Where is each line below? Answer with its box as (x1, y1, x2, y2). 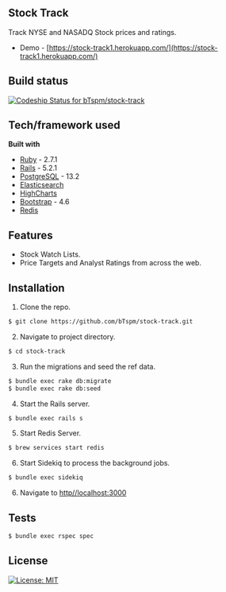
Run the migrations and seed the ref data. (19, 362, 156, 371)
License (8, 554, 48, 567)
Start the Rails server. (19, 399, 90, 408)
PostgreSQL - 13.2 (19, 172, 80, 181)
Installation (8, 281, 65, 295)
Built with (8, 139, 40, 149)
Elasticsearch (19, 180, 64, 190)
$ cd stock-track (8, 347, 66, 355)
